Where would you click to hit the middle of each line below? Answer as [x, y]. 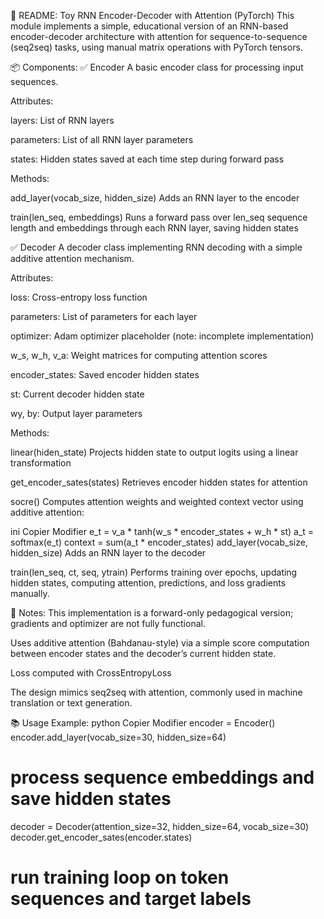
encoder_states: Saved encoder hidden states [105, 374]
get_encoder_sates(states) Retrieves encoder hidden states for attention [159, 482]
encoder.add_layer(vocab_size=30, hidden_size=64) [118, 737]
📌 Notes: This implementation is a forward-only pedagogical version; [152, 613]
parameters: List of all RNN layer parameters [102, 139]
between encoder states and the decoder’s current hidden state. [143, 653]
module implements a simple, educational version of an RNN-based [149, 26]
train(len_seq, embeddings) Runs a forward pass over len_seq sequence [159, 217]
